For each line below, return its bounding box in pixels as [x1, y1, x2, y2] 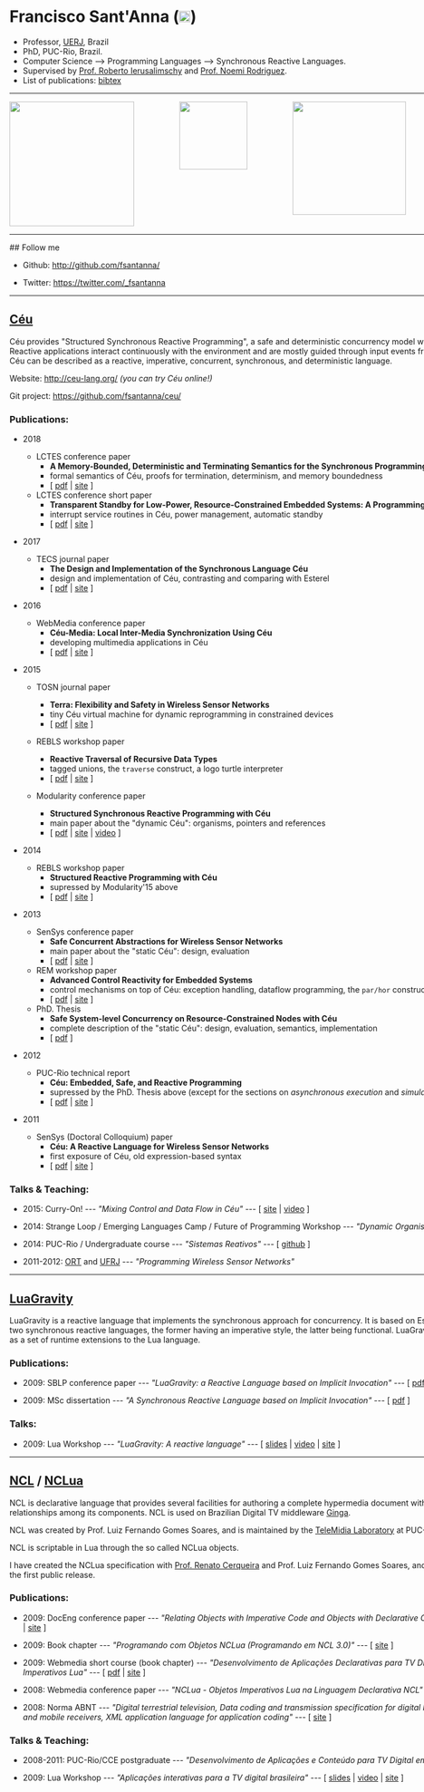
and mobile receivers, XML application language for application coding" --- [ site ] [22, 1711, 332, 1722]
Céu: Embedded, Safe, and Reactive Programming [49, 1077, 243, 1089]
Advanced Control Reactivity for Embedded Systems [49, 974, 254, 985]
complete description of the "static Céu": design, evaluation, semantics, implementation [49, 1022, 378, 1034]
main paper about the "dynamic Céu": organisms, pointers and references [49, 818, 326, 828]
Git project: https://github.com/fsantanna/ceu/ [9, 390, 181, 401]
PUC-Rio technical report [35, 1068, 130, 1079]
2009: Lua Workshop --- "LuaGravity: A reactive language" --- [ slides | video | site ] [22, 1438, 342, 1449]
